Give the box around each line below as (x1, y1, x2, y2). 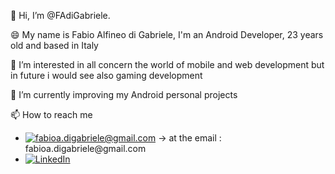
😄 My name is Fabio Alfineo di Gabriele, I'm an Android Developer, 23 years (10, 29, 324, 40)
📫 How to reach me (10, 109, 93, 120)
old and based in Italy (10, 40, 99, 51)
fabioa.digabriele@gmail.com (24, 143, 147, 154)
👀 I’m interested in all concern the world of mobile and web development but (10, 59, 325, 70)
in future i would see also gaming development (10, 70, 203, 81)
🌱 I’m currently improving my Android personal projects (10, 89, 238, 100)
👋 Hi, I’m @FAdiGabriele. (10, 10, 111, 21)
